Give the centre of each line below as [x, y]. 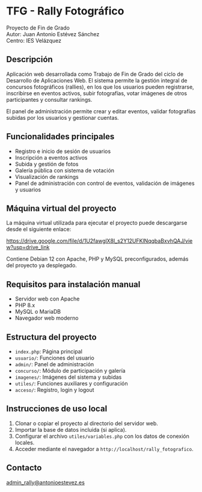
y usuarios [28, 189]
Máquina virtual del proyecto [61, 208]
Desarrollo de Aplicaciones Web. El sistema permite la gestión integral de [97, 80]
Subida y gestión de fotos [47, 164]
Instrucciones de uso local [57, 409]
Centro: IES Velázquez [34, 40]
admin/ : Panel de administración [54, 364]
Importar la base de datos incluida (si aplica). [71, 429]
